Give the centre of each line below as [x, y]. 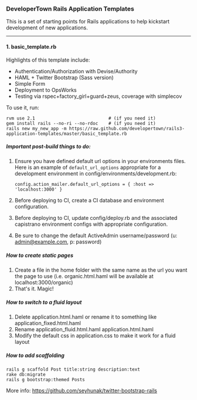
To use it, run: [23, 107]
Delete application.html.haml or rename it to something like [86, 317]
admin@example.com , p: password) [58, 242]
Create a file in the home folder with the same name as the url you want [101, 270]
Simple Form [30, 83]
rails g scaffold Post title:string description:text [73, 370]
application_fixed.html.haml [47, 323]
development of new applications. [47, 28]
